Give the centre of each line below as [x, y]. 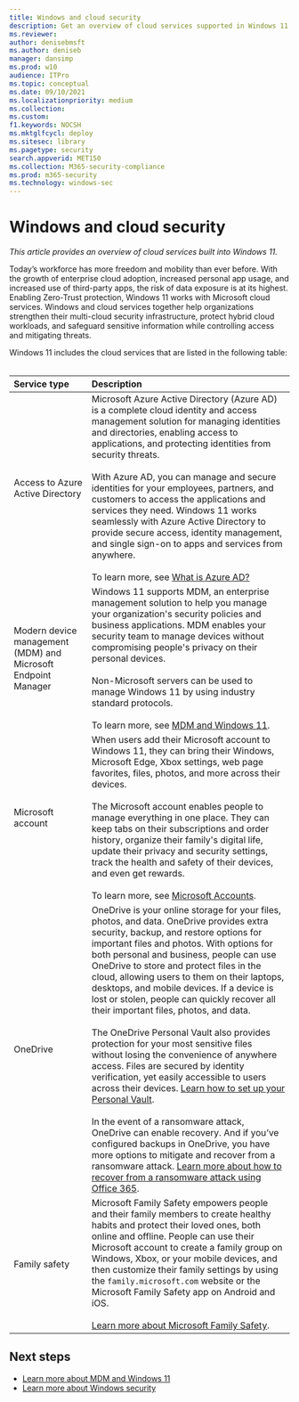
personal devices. [129, 658]
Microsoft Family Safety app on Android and [184, 1292]
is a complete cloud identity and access [174, 411]
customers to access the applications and [179, 500]
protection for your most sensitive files [172, 1044]
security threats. [126, 455]
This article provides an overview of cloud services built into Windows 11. [144, 252]
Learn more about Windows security [89, 1388]
